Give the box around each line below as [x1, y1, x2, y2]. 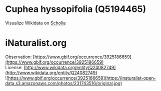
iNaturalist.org [5, 37, 67, 49]
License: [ [5, 64, 26, 70]
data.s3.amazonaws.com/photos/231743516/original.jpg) [5, 80, 122, 86]
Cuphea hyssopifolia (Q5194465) [5, 3, 146, 15]
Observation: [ [5, 54, 35, 60]
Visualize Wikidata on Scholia [5, 20, 66, 26]
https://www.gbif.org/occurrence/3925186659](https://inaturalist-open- [8, 75, 156, 81]
